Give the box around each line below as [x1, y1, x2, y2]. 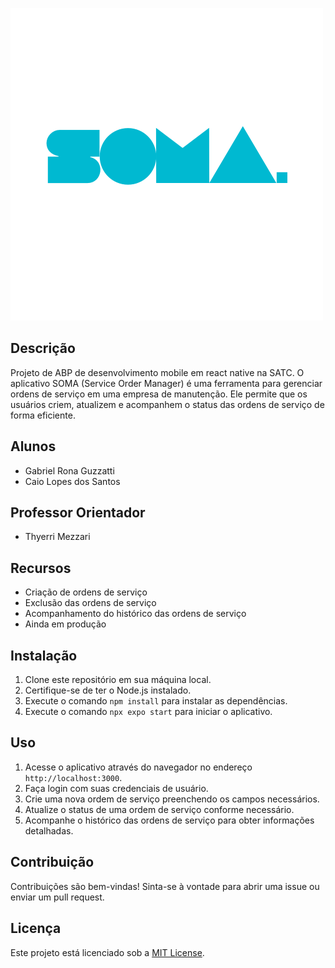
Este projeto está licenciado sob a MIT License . [10, 946, 205, 958]
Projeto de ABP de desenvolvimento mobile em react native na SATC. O [10, 366, 305, 378]
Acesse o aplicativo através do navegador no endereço [24, 761, 253, 773]
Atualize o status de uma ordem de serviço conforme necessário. [24, 803, 295, 815]
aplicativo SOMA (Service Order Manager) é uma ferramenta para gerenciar [10, 377, 323, 389]
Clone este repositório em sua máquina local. [24, 674, 212, 686]
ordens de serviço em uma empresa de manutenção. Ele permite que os [10, 388, 308, 400]
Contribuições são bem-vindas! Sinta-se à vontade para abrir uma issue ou [10, 880, 320, 892]
